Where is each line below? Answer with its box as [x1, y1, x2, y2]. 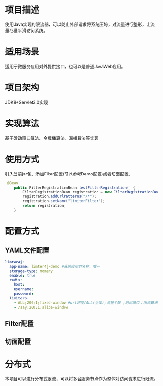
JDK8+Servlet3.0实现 [5, 99, 48, 105]
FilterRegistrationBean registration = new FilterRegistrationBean [22, 190, 162, 194]
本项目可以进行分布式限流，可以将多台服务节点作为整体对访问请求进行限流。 [5, 376, 158, 382]
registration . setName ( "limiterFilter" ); [22, 199, 105, 204]
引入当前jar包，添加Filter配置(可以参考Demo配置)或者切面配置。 [5, 171, 133, 176]
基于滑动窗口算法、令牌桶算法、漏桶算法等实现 [5, 135, 98, 141]
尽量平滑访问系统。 [9, 27, 48, 33]
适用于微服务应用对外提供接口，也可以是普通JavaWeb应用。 [5, 63, 126, 69]
